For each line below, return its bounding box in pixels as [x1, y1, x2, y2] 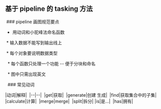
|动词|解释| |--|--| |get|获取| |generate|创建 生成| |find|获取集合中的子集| [5, 92, 157, 98]
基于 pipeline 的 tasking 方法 [5, 4, 93, 13]
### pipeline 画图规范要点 [6, 19, 59, 25]
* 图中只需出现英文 [7, 71, 46, 77]
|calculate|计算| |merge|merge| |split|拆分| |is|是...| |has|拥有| [5, 98, 134, 104]
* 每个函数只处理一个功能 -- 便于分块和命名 [7, 61, 96, 67]
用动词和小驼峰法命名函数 [12, 29, 65, 35]
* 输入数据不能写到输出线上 [6, 39, 62, 45]
